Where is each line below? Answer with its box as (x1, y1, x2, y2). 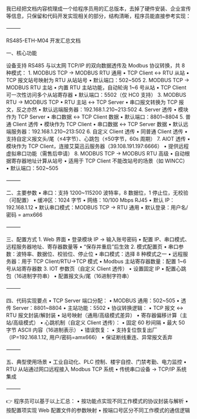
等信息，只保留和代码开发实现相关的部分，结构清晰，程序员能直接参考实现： (6, 12, 191, 19)
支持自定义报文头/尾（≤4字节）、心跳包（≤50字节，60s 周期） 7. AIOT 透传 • (6, 136, 191, 142)
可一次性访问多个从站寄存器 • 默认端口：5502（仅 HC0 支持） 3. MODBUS (6, 92, 186, 98)
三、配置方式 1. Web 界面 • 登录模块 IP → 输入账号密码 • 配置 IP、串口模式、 (6, 236, 191, 242)
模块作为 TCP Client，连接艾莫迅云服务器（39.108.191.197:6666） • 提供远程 (6, 143, 189, 150)
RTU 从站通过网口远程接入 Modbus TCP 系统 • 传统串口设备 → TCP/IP (6, 366, 175, 373)
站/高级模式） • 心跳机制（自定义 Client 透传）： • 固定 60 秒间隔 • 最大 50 (6, 319, 185, 326)
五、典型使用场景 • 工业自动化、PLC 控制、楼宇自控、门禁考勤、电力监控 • (6, 359, 187, 365)
